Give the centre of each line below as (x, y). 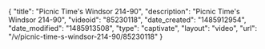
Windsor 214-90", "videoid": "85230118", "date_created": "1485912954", (127, 20)
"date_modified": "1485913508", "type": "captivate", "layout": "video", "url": (133, 28)
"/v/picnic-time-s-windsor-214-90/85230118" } (86, 36)
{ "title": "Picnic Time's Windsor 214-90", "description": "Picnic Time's (124, 11)
